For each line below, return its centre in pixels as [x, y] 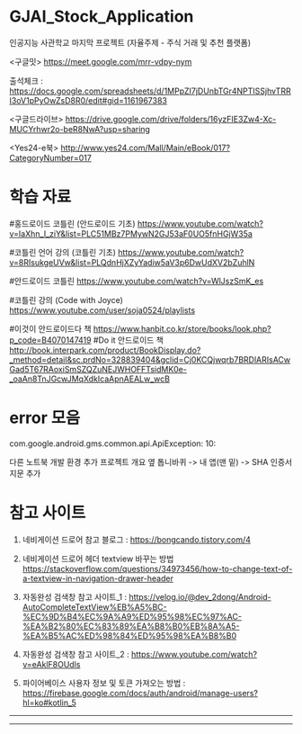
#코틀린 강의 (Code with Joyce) [67, 300]
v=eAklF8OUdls [51, 664]
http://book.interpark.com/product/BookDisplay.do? [105, 350]
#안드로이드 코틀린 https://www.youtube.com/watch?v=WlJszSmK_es [137, 281]
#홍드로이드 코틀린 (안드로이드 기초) [73, 223]
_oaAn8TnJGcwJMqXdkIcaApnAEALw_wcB [90, 379]
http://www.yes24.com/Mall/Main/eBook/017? [146, 148]
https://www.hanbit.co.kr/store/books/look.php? [182, 328]
